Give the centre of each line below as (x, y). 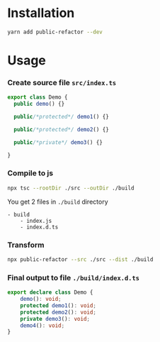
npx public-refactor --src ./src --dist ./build (80, 260)
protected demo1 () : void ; (58, 305)
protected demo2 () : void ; (58, 312)
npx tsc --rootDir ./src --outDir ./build (71, 188)
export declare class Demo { (50, 292)
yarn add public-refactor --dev (55, 32)
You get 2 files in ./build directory (58, 202)
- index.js (36, 221)
